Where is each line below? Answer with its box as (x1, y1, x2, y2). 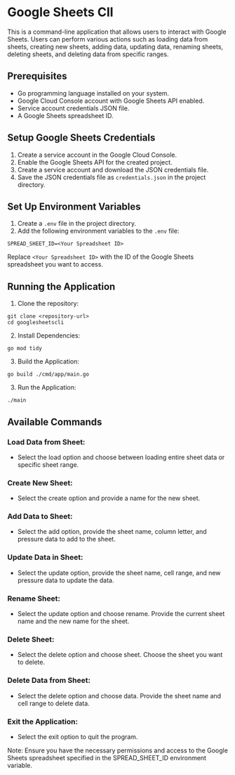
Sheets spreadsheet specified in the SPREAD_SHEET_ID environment (7, 753, 207, 762)
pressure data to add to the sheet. (17, 535, 116, 544)
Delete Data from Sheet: (7, 676, 91, 686)
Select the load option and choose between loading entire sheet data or (17, 453, 225, 461)
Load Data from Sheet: (7, 437, 86, 447)
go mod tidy (7, 345, 42, 352)
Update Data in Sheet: (7, 553, 83, 563)
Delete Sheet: (7, 634, 55, 644)
